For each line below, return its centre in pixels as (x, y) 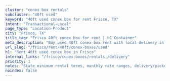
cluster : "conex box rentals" (37, 10)
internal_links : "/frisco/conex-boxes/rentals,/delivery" (68, 57)
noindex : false (21, 71)
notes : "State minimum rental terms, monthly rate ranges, (69, 66)
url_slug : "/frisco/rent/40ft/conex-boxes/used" (57, 47)
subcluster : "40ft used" (31, 15)
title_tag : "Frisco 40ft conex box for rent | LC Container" (71, 38)
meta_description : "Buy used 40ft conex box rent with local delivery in (85, 43)
